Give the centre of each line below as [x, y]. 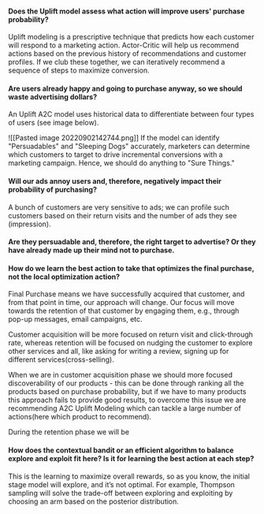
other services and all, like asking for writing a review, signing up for [119, 352]
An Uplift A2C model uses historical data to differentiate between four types [131, 114]
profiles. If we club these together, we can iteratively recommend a [117, 62]
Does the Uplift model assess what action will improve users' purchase [126, 11]
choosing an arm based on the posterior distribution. [94, 501]
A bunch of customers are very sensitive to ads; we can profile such [119, 207]
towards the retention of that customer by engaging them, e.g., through [124, 311]
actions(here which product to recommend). [80, 417]
